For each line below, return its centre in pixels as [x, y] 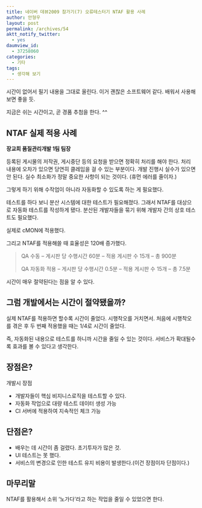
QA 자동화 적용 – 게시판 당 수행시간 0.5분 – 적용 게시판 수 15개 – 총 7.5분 [106, 269]
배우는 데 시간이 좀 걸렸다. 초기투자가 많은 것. [68, 448]
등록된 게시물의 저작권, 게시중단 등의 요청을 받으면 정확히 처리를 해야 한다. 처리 [99, 161]
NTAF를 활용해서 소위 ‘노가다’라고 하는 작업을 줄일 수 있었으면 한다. [85, 499]
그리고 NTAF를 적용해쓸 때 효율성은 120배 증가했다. [66, 243]
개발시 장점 [19, 383]
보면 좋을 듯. [21, 99]
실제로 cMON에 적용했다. [36, 230]
